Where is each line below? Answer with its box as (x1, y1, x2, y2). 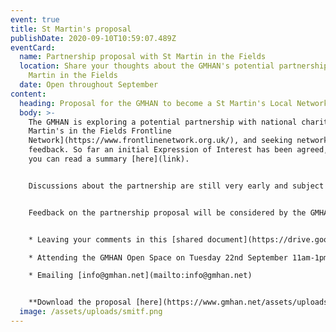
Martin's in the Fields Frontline (28, 126, 172, 136)
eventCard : (10, 42, 56, 53)
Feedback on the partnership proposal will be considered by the (28, 207, 307, 218)
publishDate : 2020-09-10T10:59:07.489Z (10, 33, 177, 43)
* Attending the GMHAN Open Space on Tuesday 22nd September (28, 252, 288, 263)
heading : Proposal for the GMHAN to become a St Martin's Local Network (19, 98, 329, 108)
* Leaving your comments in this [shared (28, 234, 203, 245)
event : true (10, 14, 60, 25)
